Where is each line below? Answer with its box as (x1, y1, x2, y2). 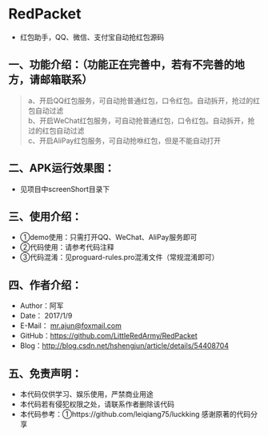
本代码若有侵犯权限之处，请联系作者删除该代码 (19, 399, 174, 409)
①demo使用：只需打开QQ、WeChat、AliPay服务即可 (19, 233, 198, 242)
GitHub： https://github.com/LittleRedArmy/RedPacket (19, 331, 198, 341)
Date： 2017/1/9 (19, 311, 73, 321)
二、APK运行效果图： (8, 162, 115, 175)
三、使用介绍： (8, 210, 82, 223)
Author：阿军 (19, 301, 64, 310)
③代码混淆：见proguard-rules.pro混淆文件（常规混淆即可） (19, 253, 219, 262)
